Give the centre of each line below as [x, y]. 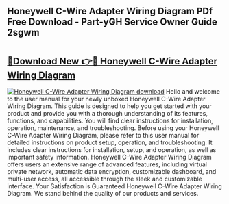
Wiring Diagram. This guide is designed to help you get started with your [110, 106]
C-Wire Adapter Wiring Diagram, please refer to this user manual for [103, 135]
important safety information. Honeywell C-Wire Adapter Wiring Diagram [110, 157]
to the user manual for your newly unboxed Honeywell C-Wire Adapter [106, 99]
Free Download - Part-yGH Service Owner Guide [112, 22]
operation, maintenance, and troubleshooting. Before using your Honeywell [113, 128]
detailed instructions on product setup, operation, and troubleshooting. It [110, 142]
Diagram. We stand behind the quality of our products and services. [103, 193]
